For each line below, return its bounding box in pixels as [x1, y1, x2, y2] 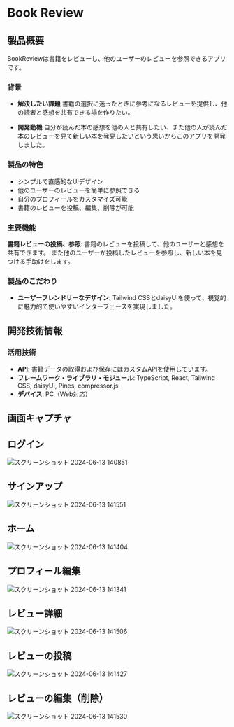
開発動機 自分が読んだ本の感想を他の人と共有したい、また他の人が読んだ [17, 123, 228, 132]
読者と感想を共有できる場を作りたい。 [23, 108, 134, 117]
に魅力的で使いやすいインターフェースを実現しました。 [17, 302, 177, 311]
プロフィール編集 [7, 565, 81, 577]
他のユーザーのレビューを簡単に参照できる [17, 185, 140, 194]
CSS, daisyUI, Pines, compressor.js [17, 381, 119, 390]
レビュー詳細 [7, 607, 63, 619]
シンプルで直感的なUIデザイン [17, 177, 103, 185]
